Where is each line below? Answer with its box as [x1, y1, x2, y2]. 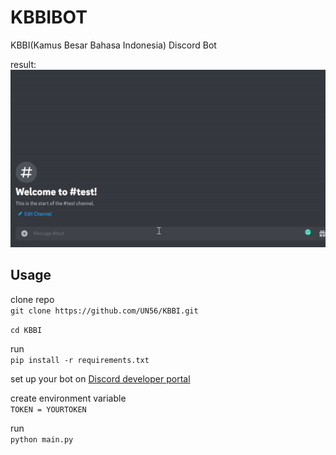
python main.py [10, 434, 74, 445]
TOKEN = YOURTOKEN [10, 404, 87, 415]
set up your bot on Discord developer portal [10, 372, 191, 385]
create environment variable [10, 392, 127, 404]
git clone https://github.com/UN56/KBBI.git [10, 306, 199, 316]
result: [10, 58, 37, 70]
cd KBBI [10, 325, 43, 335]
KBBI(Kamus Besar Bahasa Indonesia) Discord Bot [10, 39, 217, 51]
